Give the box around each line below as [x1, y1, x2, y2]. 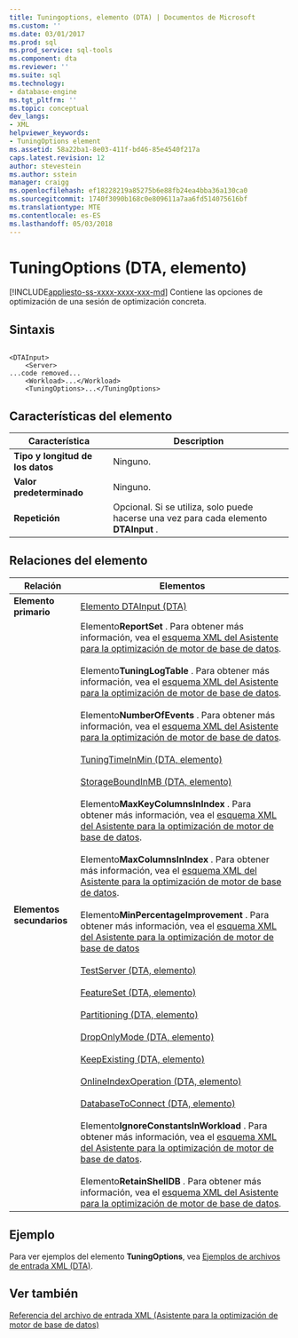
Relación [23, 579, 62, 591]
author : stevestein [9, 162, 82, 170]
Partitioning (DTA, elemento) [80, 1009, 199, 1021]
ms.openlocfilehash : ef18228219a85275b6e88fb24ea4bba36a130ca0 [9, 186, 248, 195]
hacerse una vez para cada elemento [113, 512, 268, 525]
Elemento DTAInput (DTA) [80, 600, 188, 613]
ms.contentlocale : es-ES [9, 210, 101, 220]
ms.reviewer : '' [9, 63, 69, 72]
